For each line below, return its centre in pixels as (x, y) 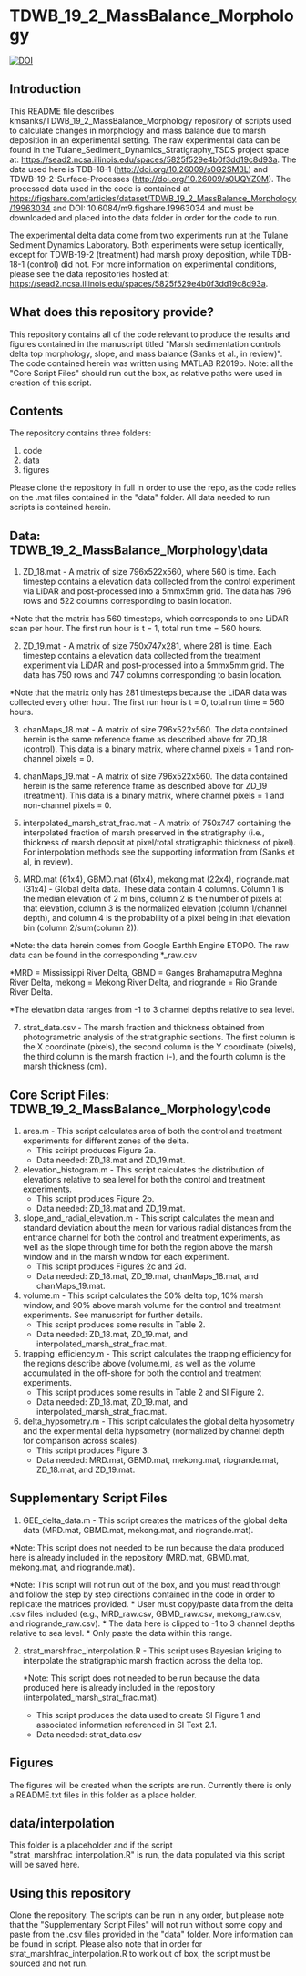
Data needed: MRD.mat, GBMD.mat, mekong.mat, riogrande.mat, (158, 1460)
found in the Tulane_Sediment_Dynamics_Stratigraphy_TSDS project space (149, 149)
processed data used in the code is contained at (100, 189)
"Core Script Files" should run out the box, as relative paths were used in (146, 373)
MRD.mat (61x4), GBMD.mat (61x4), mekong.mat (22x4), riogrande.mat (156, 879)
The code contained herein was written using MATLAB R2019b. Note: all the (152, 363)
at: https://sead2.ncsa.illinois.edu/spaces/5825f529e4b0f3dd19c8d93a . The (153, 159)
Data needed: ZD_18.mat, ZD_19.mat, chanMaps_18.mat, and (148, 1276)
